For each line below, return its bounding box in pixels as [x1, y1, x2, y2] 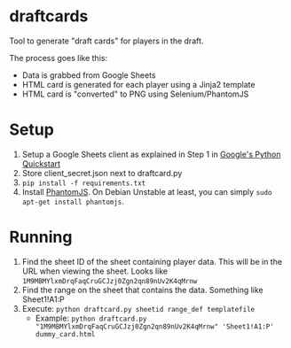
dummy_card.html [35, 329, 96, 338]
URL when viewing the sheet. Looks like [21, 266, 169, 276]
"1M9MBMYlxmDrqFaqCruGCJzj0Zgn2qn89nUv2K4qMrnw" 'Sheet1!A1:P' [35, 321, 275, 331]
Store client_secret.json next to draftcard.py [21, 167, 183, 178]
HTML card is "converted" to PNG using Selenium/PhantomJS [21, 89, 249, 99]
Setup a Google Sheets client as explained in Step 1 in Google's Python [21, 149, 281, 159]
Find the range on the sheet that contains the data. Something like [21, 284, 263, 295]
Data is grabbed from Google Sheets [21, 69, 157, 81]
